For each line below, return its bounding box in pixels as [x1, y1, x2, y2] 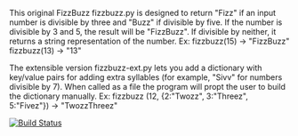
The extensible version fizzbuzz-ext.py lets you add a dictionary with [9, 62, 262, 73]
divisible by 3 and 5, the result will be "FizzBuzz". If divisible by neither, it [9, 27, 277, 36]
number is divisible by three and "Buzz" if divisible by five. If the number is [9, 17, 283, 28]
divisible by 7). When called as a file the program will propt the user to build [9, 82, 286, 92]
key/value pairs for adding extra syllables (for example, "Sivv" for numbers [9, 72, 283, 83]
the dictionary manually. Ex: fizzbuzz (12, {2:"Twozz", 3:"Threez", [9, 91, 249, 101]
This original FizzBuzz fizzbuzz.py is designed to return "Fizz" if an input [9, 8, 277, 18]
